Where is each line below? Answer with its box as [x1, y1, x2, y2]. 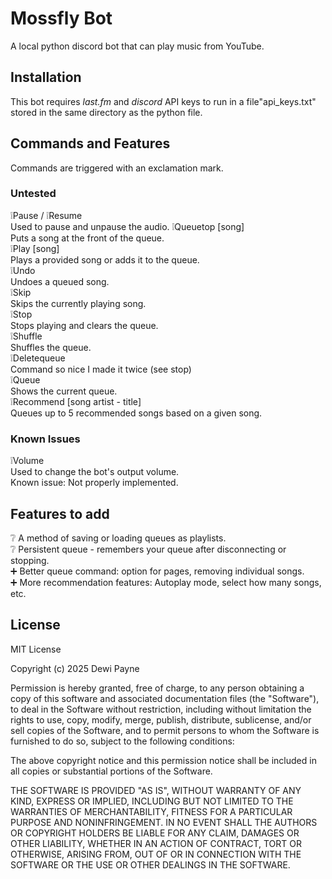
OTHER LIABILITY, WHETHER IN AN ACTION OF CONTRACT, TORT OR [10, 837, 302, 849]
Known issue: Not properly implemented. [10, 477, 179, 489]
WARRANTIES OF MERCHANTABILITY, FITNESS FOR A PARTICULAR [10, 805, 293, 817]
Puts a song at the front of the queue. [10, 232, 165, 244]
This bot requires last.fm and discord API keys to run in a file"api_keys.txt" [10, 95, 317, 107]
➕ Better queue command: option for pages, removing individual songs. [10, 565, 305, 577]
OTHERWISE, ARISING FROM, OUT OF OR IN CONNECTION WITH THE [10, 848, 302, 860]
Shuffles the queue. [10, 341, 92, 353]
